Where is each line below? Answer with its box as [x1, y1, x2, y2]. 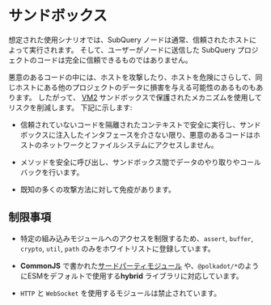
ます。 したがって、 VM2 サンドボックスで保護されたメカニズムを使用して [15, 92, 263, 102]
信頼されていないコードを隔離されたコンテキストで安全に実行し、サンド [19, 120, 261, 129]
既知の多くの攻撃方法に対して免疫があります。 [19, 184, 176, 194]
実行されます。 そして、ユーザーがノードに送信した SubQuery [28, 44, 236, 54]
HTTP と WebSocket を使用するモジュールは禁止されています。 [19, 288, 221, 298]
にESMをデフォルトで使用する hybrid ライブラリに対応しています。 [19, 271, 244, 281]
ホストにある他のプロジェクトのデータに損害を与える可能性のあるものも [15, 82, 256, 92]
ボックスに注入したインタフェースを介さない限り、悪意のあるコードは [19, 129, 254, 139]
